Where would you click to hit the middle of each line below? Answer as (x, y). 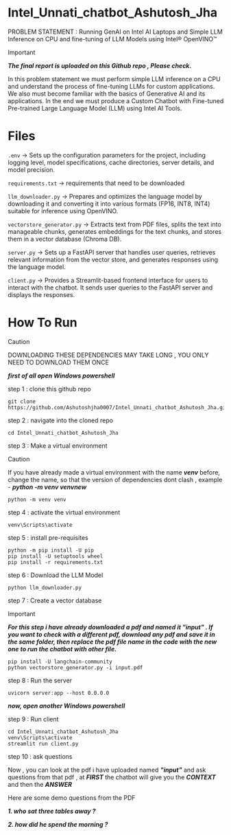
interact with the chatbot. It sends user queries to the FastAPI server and (110, 288)
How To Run (42, 323)
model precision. (32, 169)
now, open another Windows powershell (66, 706)
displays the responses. (41, 294)
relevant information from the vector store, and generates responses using (113, 259)
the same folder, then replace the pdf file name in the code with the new (112, 642)
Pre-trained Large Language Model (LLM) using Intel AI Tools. (95, 108)
